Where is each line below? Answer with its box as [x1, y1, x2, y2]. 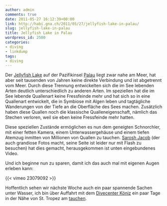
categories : [5, 40, 30, 45]
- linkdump [5, 49, 28, 54]
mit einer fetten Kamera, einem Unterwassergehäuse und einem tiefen [5, 129, 150, 135]
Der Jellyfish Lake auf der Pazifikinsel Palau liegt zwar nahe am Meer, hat [5, 72, 156, 78]
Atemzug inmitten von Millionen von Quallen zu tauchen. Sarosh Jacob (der [5, 135, 161, 141]
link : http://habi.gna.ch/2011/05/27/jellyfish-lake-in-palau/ [5, 21, 140, 26]
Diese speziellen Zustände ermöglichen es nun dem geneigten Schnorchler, [5, 124, 161, 130]
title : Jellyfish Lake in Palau [5, 30, 72, 35]
